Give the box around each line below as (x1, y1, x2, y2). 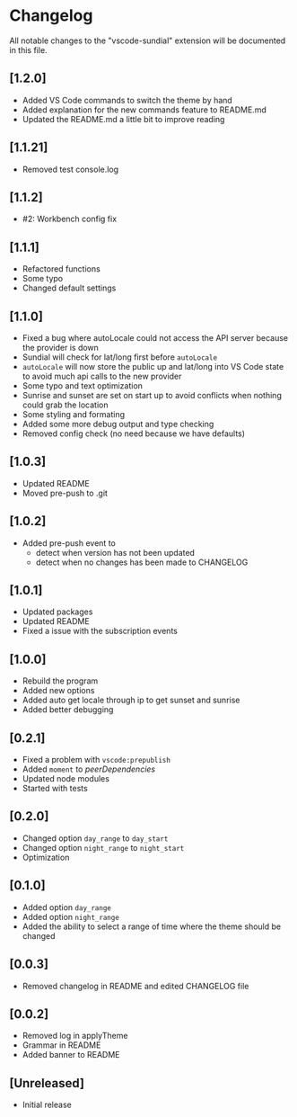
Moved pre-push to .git (22, 487, 108, 498)
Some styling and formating (22, 409, 126, 419)
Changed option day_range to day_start (22, 833, 169, 844)
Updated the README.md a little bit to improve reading (22, 113, 225, 124)
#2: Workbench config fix (22, 213, 118, 225)
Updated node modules (22, 773, 110, 784)
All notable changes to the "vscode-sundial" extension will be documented (9, 35, 286, 46)
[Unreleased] (9, 1076, 85, 1091)
